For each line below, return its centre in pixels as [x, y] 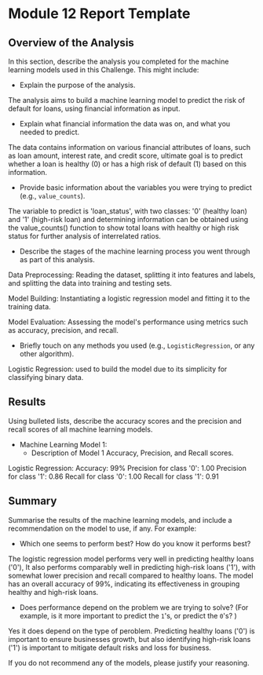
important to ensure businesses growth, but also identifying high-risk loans [130, 639]
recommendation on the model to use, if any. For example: [102, 528]
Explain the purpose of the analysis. [77, 85]
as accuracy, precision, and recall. [64, 330]
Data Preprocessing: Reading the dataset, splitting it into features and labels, [132, 275]
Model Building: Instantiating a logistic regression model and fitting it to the [129, 298]
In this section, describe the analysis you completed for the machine [119, 61]
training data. [29, 306]
